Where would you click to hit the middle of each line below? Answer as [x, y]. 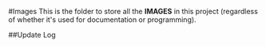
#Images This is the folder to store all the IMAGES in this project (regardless [133, 11]
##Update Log [32, 35]
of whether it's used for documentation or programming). [103, 20]
